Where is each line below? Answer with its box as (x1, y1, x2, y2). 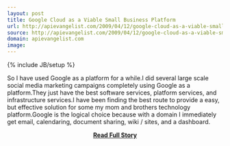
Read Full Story (92, 131, 138, 139)
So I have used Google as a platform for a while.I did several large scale (7, 74, 209, 82)
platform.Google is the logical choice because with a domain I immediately (7, 110, 217, 119)
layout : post (7, 10, 44, 17)
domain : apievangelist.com (7, 36, 84, 42)
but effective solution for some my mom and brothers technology (7, 104, 191, 111)
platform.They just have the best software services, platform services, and (7, 88, 217, 97)
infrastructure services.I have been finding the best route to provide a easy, (7, 96, 220, 104)
